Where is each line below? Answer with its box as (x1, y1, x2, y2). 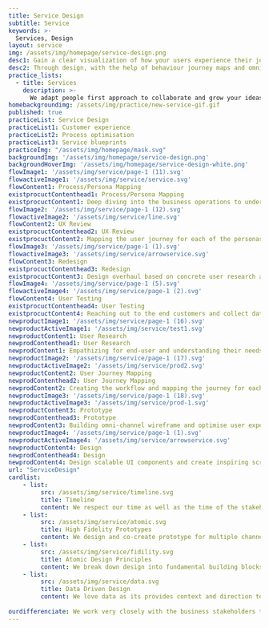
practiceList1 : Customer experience (8, 123, 130, 131)
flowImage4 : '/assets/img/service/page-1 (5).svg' (8, 280, 181, 288)
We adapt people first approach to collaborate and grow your (29, 94, 242, 102)
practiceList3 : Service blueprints (8, 138, 127, 147)
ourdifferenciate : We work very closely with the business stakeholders (8, 607, 256, 615)
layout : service (8, 42, 62, 50)
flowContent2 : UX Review (8, 220, 91, 228)
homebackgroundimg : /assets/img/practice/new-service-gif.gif (8, 101, 220, 109)
